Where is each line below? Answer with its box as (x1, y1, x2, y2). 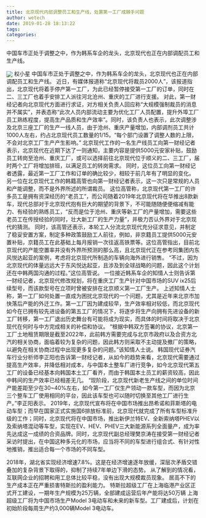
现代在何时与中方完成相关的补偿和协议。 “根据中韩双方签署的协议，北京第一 (6, 323, 199, 330)
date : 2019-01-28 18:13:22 (6, 20, 75, 26)
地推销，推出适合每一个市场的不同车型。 (6, 446, 109, 453)
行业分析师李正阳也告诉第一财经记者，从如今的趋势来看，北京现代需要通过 (11, 354, 200, 361)
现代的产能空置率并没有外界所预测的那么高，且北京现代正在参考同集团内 (11, 246, 194, 254)
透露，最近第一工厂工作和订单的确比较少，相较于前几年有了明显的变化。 (11, 170, 194, 177)
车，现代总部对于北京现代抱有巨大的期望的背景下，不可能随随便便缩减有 (6, 200, 189, 208)
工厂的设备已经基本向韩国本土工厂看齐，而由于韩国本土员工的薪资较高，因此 (6, 369, 200, 376)
